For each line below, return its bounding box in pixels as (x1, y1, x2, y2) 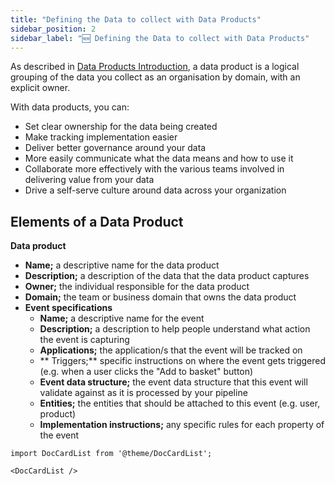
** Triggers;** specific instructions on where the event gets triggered (39, 355, 326, 367)
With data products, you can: (10, 101, 130, 113)
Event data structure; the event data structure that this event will (39, 376, 308, 388)
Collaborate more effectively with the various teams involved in (24, 163, 285, 175)
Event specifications (24, 302, 113, 314)
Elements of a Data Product (10, 213, 184, 230)
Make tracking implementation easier (24, 131, 178, 143)
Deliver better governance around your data (24, 142, 207, 154)
